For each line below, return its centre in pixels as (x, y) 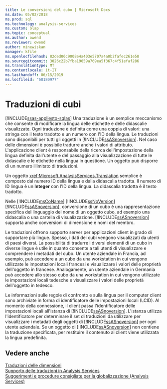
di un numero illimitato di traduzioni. (42, 166)
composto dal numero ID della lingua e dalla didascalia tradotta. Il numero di (83, 181)
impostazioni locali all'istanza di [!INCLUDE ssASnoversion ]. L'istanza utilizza (83, 311)
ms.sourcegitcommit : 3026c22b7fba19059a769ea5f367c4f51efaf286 (72, 61)
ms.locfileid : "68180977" (32, 79)
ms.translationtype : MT (30, 65)
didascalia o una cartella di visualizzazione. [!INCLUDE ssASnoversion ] (77, 217)
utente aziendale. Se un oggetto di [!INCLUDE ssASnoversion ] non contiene (82, 327)
